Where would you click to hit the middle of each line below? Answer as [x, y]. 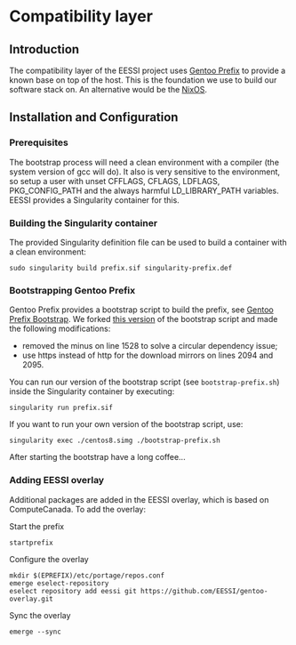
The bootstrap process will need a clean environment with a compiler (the [144, 162]
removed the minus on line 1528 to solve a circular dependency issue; [150, 346]
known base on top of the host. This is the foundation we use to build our [143, 80]
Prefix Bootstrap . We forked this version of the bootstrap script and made [144, 319]
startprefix [31, 543]
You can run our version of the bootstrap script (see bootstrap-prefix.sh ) [144, 382]
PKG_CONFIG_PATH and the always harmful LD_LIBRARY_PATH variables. [144, 190]
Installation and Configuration [94, 117]
